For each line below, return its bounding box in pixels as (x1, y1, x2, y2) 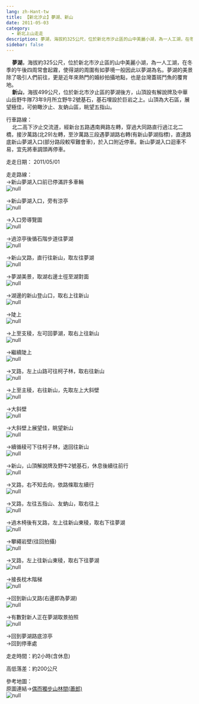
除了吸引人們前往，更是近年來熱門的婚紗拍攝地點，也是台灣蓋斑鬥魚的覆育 (6, 74, 188, 81)
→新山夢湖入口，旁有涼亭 (6, 197, 69, 204)
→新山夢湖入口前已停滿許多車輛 (6, 178, 84, 185)
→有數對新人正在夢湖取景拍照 (6, 613, 79, 620)
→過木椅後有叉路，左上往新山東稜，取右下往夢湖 (6, 519, 126, 526)
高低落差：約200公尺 (6, 665, 58, 672)
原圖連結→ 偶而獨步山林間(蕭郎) (6, 685, 83, 692)
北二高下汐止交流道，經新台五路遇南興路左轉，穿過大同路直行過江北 (11, 123, 178, 131)
